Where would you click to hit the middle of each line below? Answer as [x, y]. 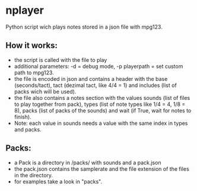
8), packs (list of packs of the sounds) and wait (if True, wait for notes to [103, 110]
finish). [23, 117]
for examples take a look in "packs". [58, 181]
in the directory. [34, 175]
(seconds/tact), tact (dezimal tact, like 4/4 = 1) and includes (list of [96, 85]
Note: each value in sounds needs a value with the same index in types [101, 123]
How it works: [31, 46]
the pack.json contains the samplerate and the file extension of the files [101, 169]
